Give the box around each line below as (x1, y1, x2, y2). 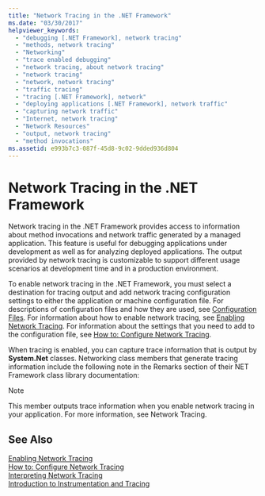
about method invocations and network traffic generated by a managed (8, 230, 241, 240)
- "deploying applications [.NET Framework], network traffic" (15, 100, 228, 108)
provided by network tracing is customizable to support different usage (8, 256, 240, 265)
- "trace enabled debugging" (15, 56, 112, 64)
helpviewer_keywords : (8, 26, 80, 34)
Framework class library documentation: (8, 371, 140, 380)
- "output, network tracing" (15, 129, 112, 137)
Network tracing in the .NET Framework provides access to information (8, 221, 240, 231)
